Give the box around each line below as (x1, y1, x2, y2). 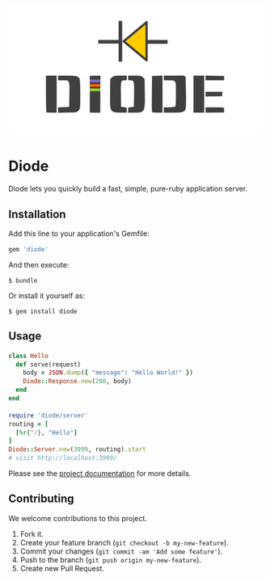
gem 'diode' (8, 245, 49, 253)
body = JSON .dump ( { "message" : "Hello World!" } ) (23, 368, 194, 377)
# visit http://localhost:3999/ (8, 454, 117, 462)
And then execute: (8, 259, 70, 269)
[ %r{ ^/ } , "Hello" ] (15, 428, 78, 436)
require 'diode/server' (8, 411, 89, 419)
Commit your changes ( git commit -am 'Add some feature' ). (19, 546, 223, 556)
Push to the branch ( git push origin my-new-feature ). (19, 554, 202, 564)
